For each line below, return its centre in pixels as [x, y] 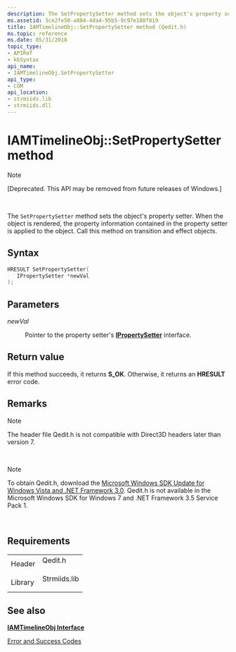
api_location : [28, 92]
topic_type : [25, 47]
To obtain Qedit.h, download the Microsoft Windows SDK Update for [106, 483]
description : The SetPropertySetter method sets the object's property [114, 14]
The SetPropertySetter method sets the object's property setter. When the [115, 216]
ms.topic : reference [38, 33]
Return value [36, 357]
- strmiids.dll [29, 106]
